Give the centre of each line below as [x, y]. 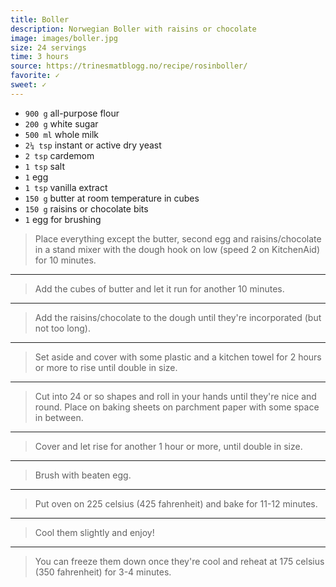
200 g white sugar [61, 123]
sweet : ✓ [28, 85]
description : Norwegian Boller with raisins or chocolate [133, 29]
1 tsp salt [44, 166]
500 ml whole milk [62, 134]
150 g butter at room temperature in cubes [112, 198]
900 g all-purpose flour [72, 113]
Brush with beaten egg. [83, 475]
